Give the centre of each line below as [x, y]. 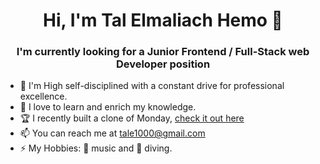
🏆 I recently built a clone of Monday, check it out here [132, 118]
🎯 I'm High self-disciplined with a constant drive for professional [152, 86]
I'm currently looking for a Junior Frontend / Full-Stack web [163, 52]
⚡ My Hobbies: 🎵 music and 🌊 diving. [96, 148]
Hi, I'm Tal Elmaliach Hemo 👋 [163, 20]
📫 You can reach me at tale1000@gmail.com [112, 133]
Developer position [163, 64]
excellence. [43, 96]
